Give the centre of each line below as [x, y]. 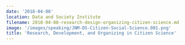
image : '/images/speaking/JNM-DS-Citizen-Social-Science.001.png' [89, 28]
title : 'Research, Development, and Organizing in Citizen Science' [91, 33]
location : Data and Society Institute [53, 17]
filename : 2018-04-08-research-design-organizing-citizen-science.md [93, 22]
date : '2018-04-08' [30, 11]
